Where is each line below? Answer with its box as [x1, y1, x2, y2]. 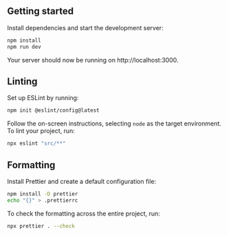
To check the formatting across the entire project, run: [7, 209, 160, 217]
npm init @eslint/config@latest [7, 107, 100, 114]
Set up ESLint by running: [7, 94, 79, 102]
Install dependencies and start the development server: [7, 23, 163, 32]
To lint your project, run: [7, 127, 76, 135]
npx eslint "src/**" [7, 140, 67, 147]
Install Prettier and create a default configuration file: [7, 177, 157, 185]
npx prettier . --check [7, 222, 76, 229]
